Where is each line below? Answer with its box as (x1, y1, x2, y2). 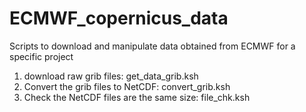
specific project (9, 50, 74, 62)
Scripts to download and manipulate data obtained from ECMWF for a (9, 40, 296, 52)
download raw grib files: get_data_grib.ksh (23, 70, 199, 82)
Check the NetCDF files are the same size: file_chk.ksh (23, 91, 251, 103)
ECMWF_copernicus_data (9, 7, 229, 30)
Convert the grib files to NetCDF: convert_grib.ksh (23, 80, 231, 92)
